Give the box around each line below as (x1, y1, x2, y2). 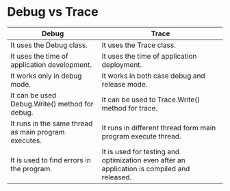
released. (101, 172, 132, 181)
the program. (10, 164, 53, 173)
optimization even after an (101, 155, 186, 164)
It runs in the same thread (10, 119, 93, 128)
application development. (10, 59, 92, 69)
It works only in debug (10, 71, 82, 80)
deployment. (101, 59, 142, 69)
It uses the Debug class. (10, 40, 88, 50)
